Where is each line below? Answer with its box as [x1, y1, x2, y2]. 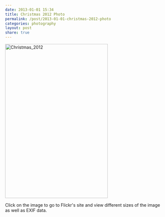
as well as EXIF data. [5, 208, 47, 213]
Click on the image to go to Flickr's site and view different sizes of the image [5, 202, 160, 208]
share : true [5, 30, 30, 35]
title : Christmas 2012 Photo [5, 12, 65, 17]
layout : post [5, 26, 32, 31]
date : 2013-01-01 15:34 [5, 7, 54, 12]
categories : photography [5, 21, 56, 26]
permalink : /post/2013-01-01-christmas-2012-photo [5, 16, 111, 21]
